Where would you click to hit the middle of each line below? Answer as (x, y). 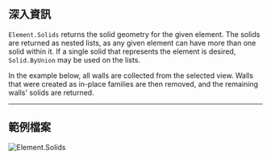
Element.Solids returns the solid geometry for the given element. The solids (134, 34)
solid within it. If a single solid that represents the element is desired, (122, 51)
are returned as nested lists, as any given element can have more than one (132, 43)
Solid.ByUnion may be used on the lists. (75, 59)
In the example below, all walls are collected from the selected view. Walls (131, 75)
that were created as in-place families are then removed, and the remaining (133, 84)
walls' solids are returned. (51, 92)
